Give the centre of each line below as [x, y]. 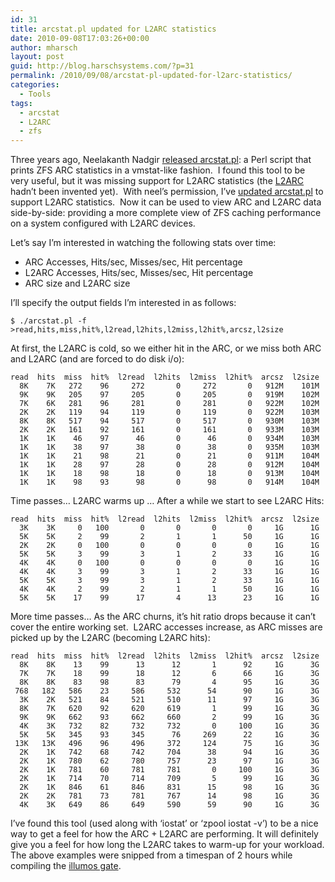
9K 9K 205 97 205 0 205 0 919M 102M [169, 395]
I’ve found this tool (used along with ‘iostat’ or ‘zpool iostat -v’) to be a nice [164, 823]
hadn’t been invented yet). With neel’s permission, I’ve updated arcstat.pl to [167, 192]
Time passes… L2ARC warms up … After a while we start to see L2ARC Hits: [167, 501]
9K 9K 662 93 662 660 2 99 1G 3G [169, 717]
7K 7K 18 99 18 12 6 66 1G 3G [169, 674]
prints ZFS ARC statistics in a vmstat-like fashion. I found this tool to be [158, 170]
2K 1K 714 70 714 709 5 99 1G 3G [169, 779]
